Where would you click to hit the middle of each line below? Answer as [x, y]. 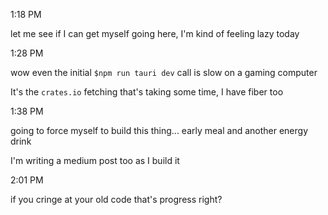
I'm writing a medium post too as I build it [95, 160]
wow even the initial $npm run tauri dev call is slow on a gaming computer [164, 72]
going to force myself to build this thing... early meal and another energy [159, 130]
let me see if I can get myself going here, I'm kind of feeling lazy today [155, 33]
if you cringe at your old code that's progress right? [116, 199]
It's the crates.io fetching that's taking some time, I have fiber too [147, 92]
